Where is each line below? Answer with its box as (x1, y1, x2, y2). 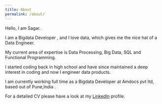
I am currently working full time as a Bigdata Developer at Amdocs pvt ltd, (5, 79, 154, 84)
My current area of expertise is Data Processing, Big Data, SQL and (5, 49, 141, 55)
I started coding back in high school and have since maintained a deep (5, 64, 148, 70)
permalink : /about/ (5, 12, 45, 17)
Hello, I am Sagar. (5, 25, 41, 31)
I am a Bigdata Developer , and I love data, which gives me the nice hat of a (5, 35, 157, 41)
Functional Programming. (5, 54, 56, 60)
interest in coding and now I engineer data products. (5, 69, 111, 75)
